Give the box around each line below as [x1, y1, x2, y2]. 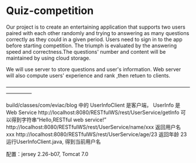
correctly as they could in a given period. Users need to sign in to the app [6, 36, 183, 43]
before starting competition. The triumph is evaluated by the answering [6, 42, 177, 49]
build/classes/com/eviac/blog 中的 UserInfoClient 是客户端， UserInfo [6, 101, 174, 109]
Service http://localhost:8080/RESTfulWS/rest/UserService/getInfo [18, 109, 180, 116]
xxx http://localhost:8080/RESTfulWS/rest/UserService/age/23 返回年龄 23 [6, 130, 187, 138]
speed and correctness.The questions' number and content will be [6, 48, 166, 55]
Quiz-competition [6, 4, 94, 18]
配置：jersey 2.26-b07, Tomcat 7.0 [6, 150, 89, 157]
